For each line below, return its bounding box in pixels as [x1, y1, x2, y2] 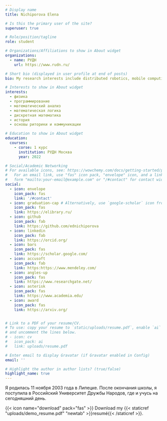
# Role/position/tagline [5, 34, 57, 40]
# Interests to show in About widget [5, 85, 83, 90]
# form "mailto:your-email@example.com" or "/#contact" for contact [5, 177, 155, 182]
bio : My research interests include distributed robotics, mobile [5, 76, 146, 81]
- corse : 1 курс [14, 145, 48, 150]
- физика [9, 94, 28, 99]
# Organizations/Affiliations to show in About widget [5, 48, 121, 53]
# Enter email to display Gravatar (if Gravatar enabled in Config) [5, 353, 150, 358]
